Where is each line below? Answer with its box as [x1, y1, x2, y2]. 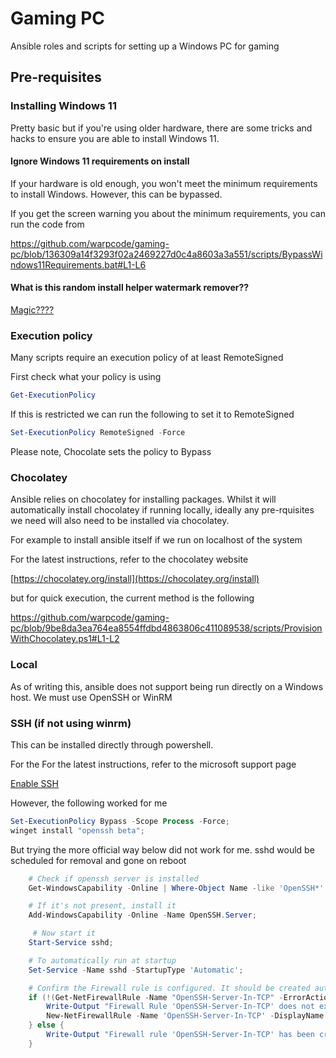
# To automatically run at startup [28, 955, 177, 966]
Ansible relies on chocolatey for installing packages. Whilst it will [10, 493, 277, 506]
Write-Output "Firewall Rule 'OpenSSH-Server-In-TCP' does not [46, 1002, 315, 1012]
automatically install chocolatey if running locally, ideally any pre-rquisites [10, 504, 315, 516]
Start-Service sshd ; [28, 938, 114, 948]
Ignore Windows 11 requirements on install [10, 155, 190, 167]
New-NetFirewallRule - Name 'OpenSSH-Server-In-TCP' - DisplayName [46, 1011, 325, 1021]
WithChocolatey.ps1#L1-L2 [10, 633, 120, 645]
